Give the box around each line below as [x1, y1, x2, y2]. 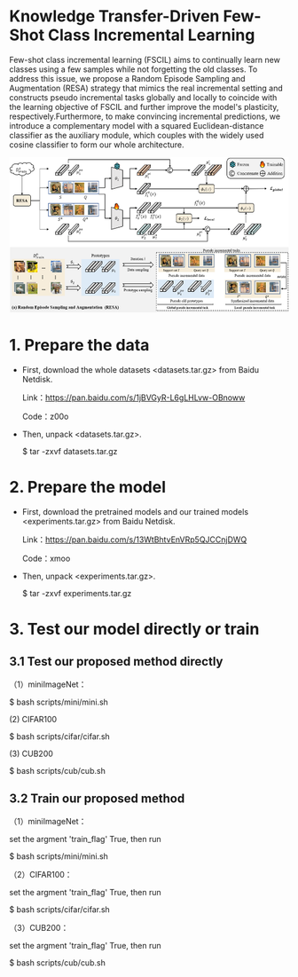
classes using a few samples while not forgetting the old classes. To [9, 64, 258, 75]
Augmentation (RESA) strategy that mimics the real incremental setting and [9, 83, 283, 93]
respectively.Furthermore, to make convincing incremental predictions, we [9, 111, 281, 122]
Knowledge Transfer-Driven [9, 6, 220, 27]
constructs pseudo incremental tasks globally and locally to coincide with [9, 91, 278, 103]
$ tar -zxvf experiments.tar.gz [21, 587, 132, 598]
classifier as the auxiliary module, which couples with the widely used [9, 130, 264, 140]
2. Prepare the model [9, 477, 167, 498]
